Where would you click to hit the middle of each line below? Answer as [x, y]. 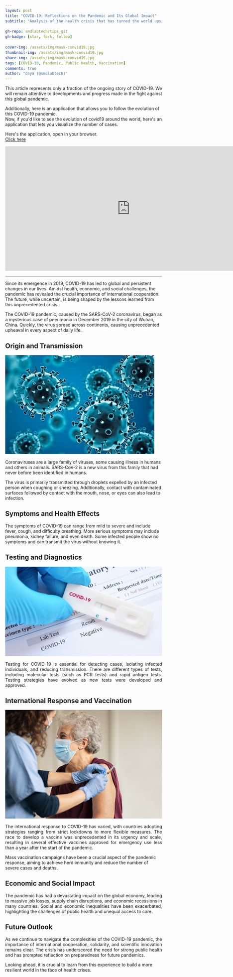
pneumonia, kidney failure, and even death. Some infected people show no [82, 536]
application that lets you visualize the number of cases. [62, 124]
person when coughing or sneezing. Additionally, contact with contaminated [83, 488]
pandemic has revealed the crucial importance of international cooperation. [83, 294]
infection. [15, 498]
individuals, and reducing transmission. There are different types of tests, [84, 669]
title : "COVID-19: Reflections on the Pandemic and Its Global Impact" [81, 16]
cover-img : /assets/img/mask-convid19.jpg [50, 47]
